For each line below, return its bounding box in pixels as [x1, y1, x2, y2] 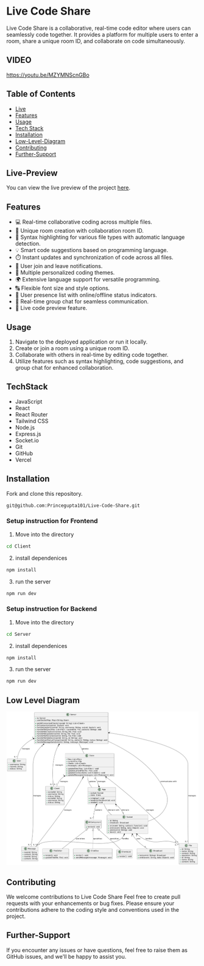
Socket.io [15, 437, 40, 444]
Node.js [15, 423, 35, 431]
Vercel [15, 456, 32, 464]
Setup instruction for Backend [6, 605, 97, 613]
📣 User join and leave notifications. [15, 263, 103, 270]
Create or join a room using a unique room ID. [15, 345, 130, 351]
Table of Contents [6, 89, 76, 99]
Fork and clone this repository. [6, 490, 83, 497]
